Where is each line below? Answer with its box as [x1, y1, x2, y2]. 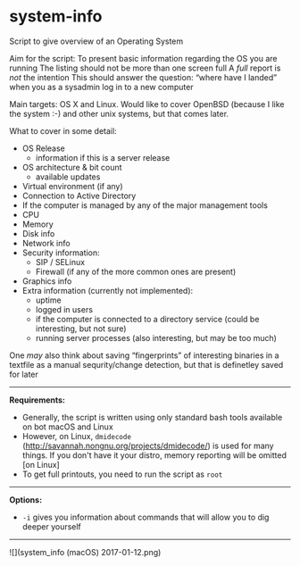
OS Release [21, 143, 65, 154]
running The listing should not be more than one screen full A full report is [9, 62, 281, 73]
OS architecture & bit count [21, 162, 122, 172]
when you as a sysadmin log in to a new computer [9, 81, 194, 92]
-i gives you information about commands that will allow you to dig [21, 512, 270, 522]
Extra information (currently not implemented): [21, 285, 194, 295]
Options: [9, 494, 43, 505]
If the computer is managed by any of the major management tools [21, 199, 268, 211]
